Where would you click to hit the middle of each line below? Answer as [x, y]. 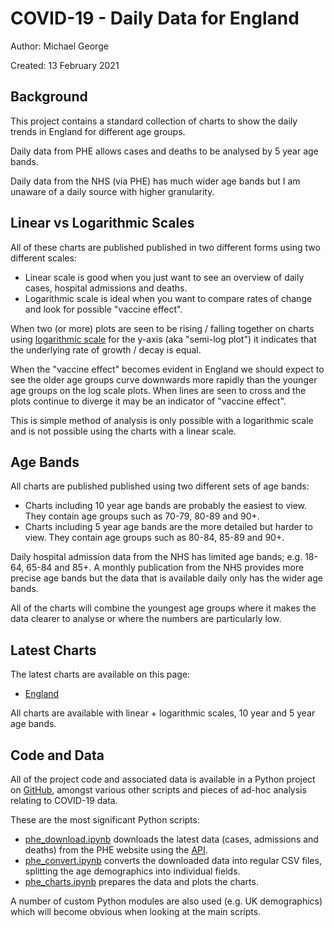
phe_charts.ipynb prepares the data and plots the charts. [141, 881]
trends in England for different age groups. [98, 131]
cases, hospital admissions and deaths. [106, 288]
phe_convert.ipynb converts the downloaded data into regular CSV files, [173, 860]
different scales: [43, 258]
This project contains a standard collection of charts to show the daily [154, 121]
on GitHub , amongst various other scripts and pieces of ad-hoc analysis [158, 790]
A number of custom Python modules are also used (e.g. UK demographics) [166, 901]
